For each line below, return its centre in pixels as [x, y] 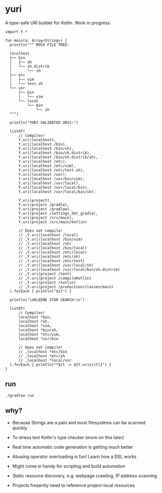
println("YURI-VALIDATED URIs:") [44, 123]
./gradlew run [20, 395]
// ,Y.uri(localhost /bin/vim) [50, 239]
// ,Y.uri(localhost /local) [48, 235]
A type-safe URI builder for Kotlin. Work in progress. [58, 23]
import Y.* [16, 32]
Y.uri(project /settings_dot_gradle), [58, 213]
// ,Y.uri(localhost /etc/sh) [49, 256]
